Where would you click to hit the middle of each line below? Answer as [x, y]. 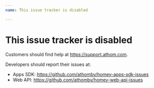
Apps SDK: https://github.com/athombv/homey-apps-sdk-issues [81, 74]
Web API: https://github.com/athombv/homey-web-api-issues [78, 80]
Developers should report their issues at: [48, 64]
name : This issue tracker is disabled [47, 10]
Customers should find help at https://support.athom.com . [67, 54]
